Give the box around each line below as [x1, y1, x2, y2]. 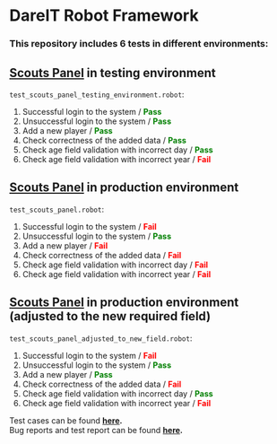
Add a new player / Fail [22, 239, 108, 251]
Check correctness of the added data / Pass [22, 135, 186, 145]
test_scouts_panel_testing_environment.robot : [9, 89, 185, 100]
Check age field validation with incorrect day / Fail [22, 259, 209, 270]
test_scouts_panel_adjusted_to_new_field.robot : [9, 333, 193, 344]
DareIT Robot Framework [9, 5, 199, 26]
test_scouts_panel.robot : [9, 204, 105, 214]
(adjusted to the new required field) [9, 309, 212, 324]
